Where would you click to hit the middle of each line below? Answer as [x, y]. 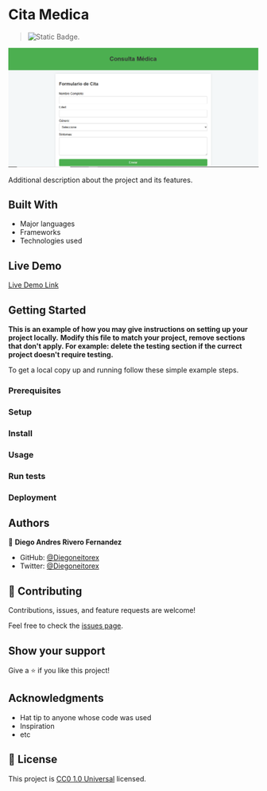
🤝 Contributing [45, 591]
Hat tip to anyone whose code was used [85, 717]
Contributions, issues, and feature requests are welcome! [102, 610]
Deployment [33, 497]
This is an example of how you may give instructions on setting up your [128, 329]
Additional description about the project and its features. [101, 180]
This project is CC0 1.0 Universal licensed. [77, 778]
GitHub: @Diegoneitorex [59, 558]
